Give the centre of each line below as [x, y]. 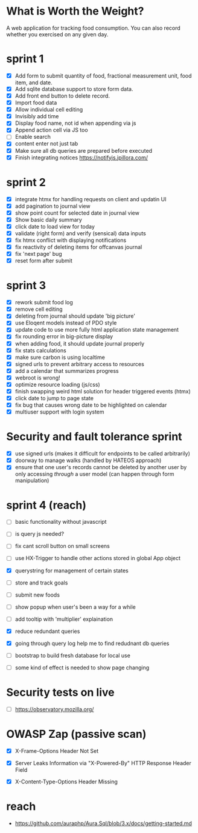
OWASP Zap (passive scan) [76, 734]
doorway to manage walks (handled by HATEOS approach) [88, 460]
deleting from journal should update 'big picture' [75, 316]
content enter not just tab [46, 144]
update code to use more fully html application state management [97, 330]
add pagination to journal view [53, 206]
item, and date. [34, 82]
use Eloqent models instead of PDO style [66, 323]
